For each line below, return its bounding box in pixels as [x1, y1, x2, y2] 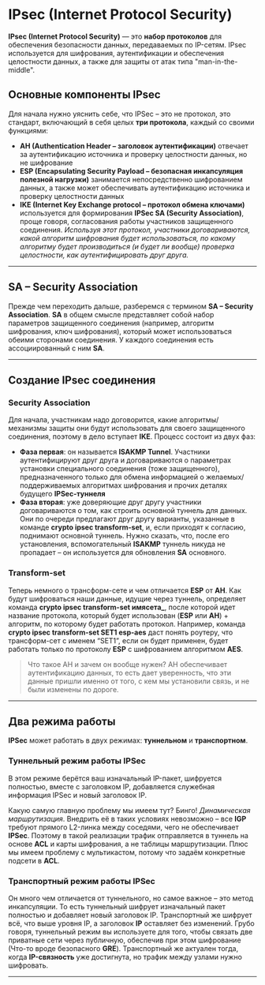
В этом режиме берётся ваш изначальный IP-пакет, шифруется [8, 773, 222, 783]
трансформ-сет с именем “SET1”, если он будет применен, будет [8, 635, 229, 645]
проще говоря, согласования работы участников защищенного [19, 216, 234, 226]
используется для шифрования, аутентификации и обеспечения [8, 48, 225, 58]
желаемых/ [206, 472, 244, 482]
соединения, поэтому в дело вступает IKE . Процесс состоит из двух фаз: [8, 432, 256, 441]
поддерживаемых [19, 481, 81, 490]
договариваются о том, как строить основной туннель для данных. [19, 506, 248, 515]
